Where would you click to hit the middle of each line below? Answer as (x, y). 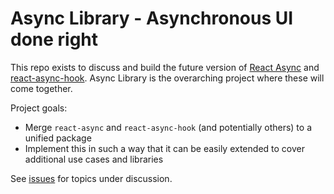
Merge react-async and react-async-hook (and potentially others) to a (168, 127)
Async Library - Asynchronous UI (152, 18)
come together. (41, 88)
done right (54, 39)
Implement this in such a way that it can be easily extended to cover (164, 148)
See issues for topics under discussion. (91, 178)
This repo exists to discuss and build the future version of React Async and (165, 67)
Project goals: (39, 108)
